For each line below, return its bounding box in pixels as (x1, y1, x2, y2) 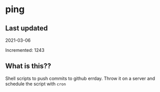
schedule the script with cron (5, 80, 66, 87)
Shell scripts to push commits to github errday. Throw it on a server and (5, 75, 155, 81)
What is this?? (5, 62, 51, 71)
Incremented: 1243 (5, 47, 45, 53)
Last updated (5, 24, 48, 33)
